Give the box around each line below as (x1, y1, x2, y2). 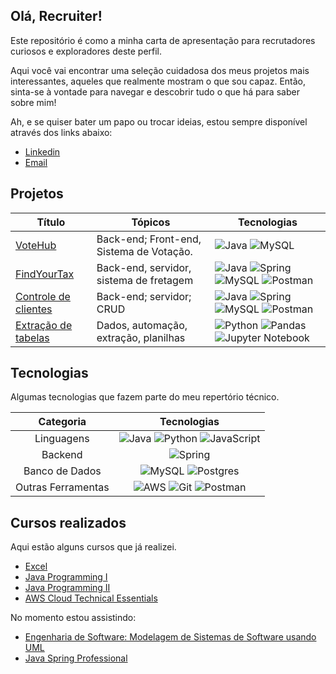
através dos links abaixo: (10, 126, 113, 138)
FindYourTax (15, 267, 75, 281)
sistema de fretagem (96, 273, 194, 287)
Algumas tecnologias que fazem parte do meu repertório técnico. (10, 391, 280, 403)
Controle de (15, 289, 71, 303)
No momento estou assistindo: (10, 612, 137, 624)
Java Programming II (24, 582, 111, 594)
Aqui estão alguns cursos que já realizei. (10, 541, 177, 553)
